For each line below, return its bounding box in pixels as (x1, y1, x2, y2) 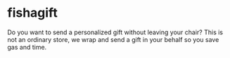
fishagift (7, 5, 58, 21)
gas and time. (7, 43, 47, 51)
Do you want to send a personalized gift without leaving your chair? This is (7, 28, 224, 36)
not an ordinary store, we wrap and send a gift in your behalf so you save (7, 35, 219, 43)
